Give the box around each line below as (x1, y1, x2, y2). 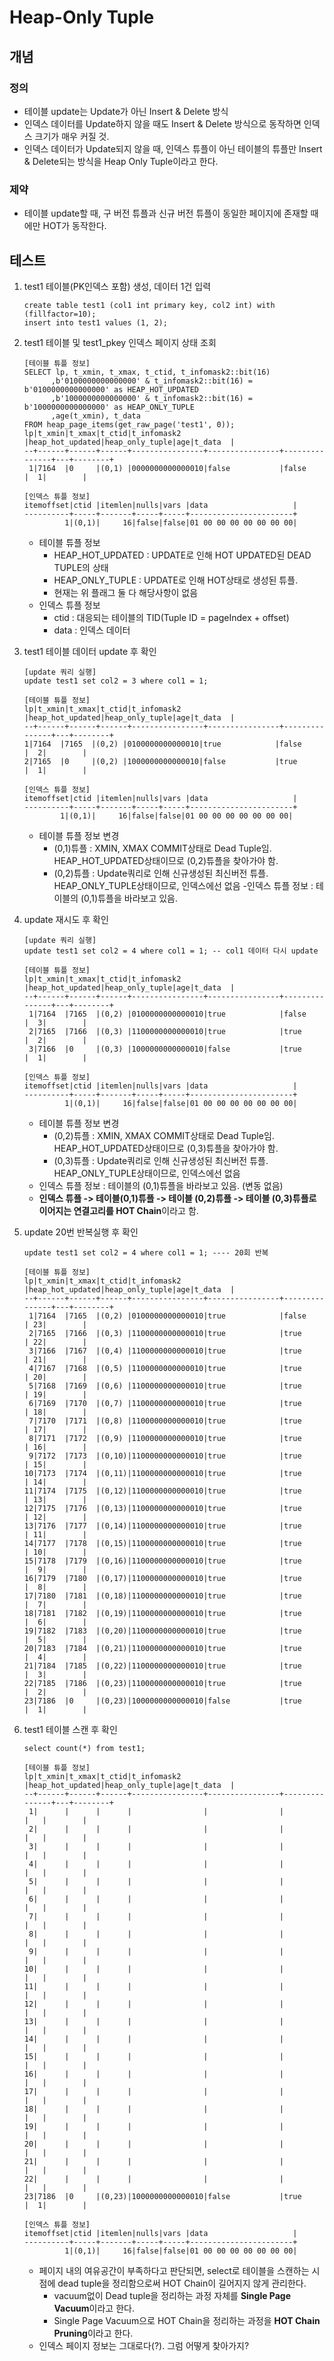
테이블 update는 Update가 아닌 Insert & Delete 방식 (23, 105, 229, 117)
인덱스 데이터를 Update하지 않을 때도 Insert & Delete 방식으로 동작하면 (23, 117, 302, 130)
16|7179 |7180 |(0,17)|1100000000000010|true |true (23, 1573, 302, 1583)
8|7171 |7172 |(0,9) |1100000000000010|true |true (28, 1433, 302, 1443)
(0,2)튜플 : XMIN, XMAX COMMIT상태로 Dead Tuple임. (53, 1129, 275, 1141)
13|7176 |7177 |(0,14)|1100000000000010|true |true (23, 1521, 302, 1531)
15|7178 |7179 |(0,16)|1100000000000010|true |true (23, 1556, 302, 1566)
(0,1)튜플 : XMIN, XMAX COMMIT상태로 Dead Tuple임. (53, 842, 272, 854)
